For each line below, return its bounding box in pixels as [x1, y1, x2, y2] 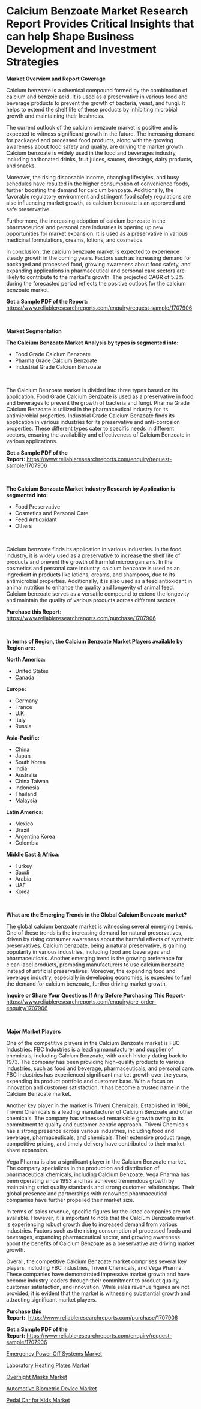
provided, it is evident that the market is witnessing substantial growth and [6, 1290, 190, 1297]
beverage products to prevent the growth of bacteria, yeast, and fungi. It [6, 99, 185, 106]
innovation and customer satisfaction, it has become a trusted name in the [6, 1084, 190, 1091]
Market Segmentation [6, 327, 62, 334]
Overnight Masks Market [6, 1373, 68, 1380]
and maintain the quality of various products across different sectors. [6, 596, 177, 603]
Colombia [14, 839, 39, 846]
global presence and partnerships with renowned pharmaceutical [6, 1189, 168, 1197]
